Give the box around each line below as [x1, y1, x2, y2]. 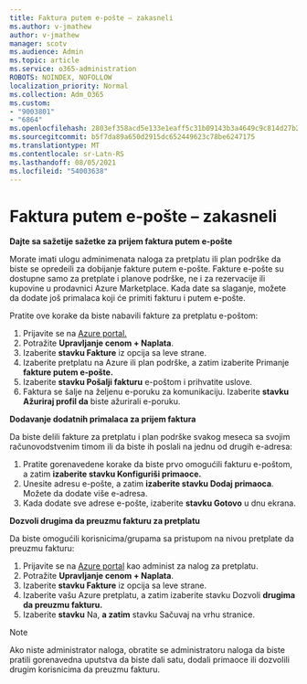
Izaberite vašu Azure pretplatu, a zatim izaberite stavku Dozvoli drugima [22, 590, 295, 601]
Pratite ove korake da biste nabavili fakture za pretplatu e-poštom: [9, 310, 259, 321]
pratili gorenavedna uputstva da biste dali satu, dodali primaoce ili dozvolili [9, 655, 291, 666]
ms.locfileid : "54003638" [9, 166, 108, 176]
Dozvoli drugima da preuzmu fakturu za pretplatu [9, 516, 201, 527]
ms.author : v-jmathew [9, 22, 92, 31]
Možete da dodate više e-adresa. [22, 488, 148, 499]
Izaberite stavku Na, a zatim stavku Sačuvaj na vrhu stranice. [22, 609, 256, 620]
